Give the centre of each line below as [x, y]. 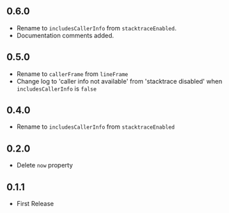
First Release [35, 204]
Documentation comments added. [65, 35]
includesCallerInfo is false [57, 89]
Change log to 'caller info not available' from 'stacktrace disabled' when [119, 81]
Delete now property [45, 165]
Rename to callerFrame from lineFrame [72, 74]
